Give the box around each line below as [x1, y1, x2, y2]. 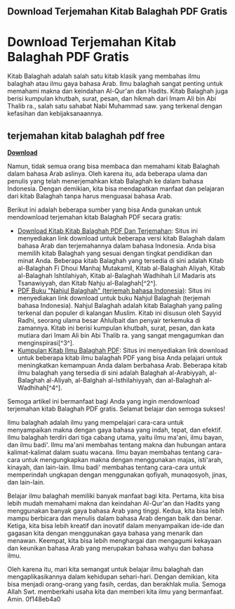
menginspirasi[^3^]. [17, 339, 74, 347]
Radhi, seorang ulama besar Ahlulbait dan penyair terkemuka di [17, 316, 201, 325]
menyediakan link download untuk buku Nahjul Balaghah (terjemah [17, 294, 210, 302]
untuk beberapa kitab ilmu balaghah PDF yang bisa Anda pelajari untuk [17, 354, 223, 362]
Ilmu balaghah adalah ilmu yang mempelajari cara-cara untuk [7, 418, 184, 427]
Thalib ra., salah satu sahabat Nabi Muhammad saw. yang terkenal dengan [7, 102, 223, 110]
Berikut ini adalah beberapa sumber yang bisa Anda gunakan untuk [7, 205, 202, 214]
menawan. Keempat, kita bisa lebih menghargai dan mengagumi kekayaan [7, 537, 222, 545]
